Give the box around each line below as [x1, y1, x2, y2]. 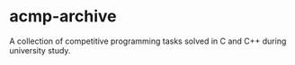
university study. [9, 45, 71, 55]
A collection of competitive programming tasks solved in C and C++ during [9, 36, 287, 46]
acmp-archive [9, 6, 117, 27]
